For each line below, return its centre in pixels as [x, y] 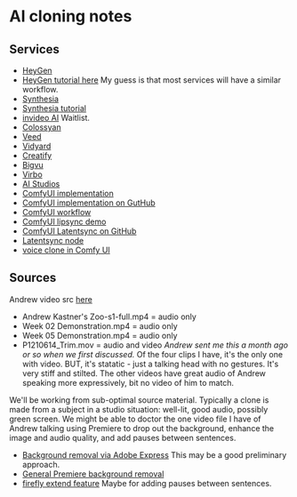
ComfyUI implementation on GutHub [88, 203]
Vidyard [36, 146]
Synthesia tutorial [54, 108]
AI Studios [41, 184]
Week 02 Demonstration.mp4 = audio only [100, 325]
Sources [33, 278]
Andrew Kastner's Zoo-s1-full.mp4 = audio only [109, 317]
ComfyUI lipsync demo [64, 221]
